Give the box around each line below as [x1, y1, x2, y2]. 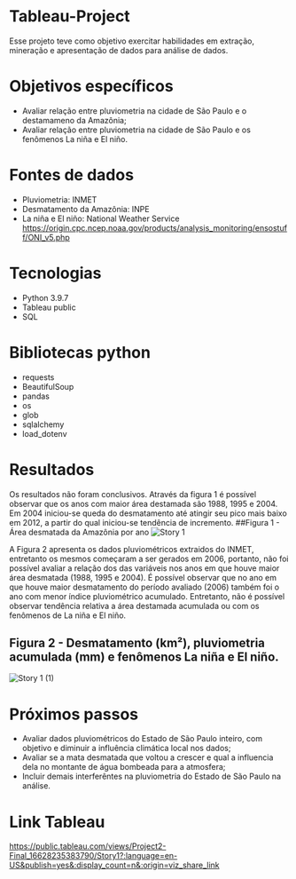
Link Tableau [9, 812, 105, 832]
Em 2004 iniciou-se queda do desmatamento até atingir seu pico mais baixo [9, 508, 288, 519]
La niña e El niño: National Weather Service [21, 213, 180, 224]
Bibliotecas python [9, 342, 151, 362]
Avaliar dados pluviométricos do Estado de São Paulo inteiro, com [21, 733, 263, 744]
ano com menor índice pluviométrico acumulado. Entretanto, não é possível [9, 590, 285, 601]
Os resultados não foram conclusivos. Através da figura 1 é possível [9, 488, 257, 499]
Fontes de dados [9, 165, 135, 186]
